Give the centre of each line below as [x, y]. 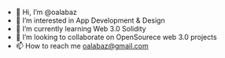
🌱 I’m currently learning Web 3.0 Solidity [81, 29]
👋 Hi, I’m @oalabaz [46, 12]
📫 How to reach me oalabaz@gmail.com [82, 46]
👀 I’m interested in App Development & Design [90, 20]
